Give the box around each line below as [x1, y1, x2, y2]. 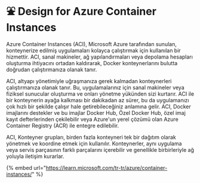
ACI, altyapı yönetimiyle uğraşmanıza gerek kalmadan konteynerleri [6, 77, 172, 84]
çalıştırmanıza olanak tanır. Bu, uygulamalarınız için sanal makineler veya [6, 84, 185, 91]
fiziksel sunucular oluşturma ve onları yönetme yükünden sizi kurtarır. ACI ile [6, 90, 195, 97]
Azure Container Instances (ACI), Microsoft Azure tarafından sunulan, [6, 40, 177, 47]
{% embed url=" [6, 164, 47, 171]
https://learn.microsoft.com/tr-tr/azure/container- [45, 164, 168, 171]
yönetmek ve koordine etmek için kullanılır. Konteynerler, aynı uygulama [6, 140, 182, 147]
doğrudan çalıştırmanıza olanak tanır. [6, 66, 97, 73]
